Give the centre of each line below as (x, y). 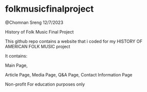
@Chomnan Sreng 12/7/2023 (34, 22)
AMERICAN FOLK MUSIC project (38, 46)
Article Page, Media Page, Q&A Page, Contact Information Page (69, 74)
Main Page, (16, 65)
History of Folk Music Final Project (39, 32)
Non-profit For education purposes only (45, 84)
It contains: (16, 56)
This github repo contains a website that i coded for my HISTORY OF (74, 41)
